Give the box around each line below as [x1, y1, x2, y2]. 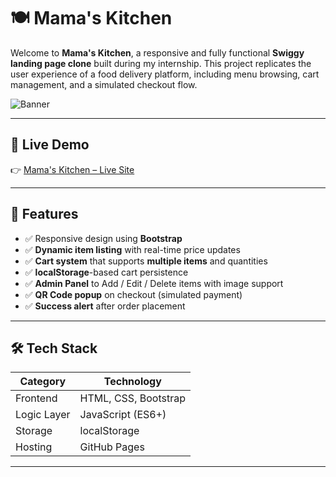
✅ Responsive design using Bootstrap [24, 232, 183, 244]
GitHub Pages [79, 440, 145, 454]
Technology [103, 375, 162, 389]
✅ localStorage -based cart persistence [24, 266, 189, 278]
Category [19, 375, 67, 389]
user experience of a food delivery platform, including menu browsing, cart [10, 68, 320, 80]
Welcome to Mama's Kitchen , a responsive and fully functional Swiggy [10, 46, 305, 59]
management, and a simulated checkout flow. [10, 78, 198, 90]
